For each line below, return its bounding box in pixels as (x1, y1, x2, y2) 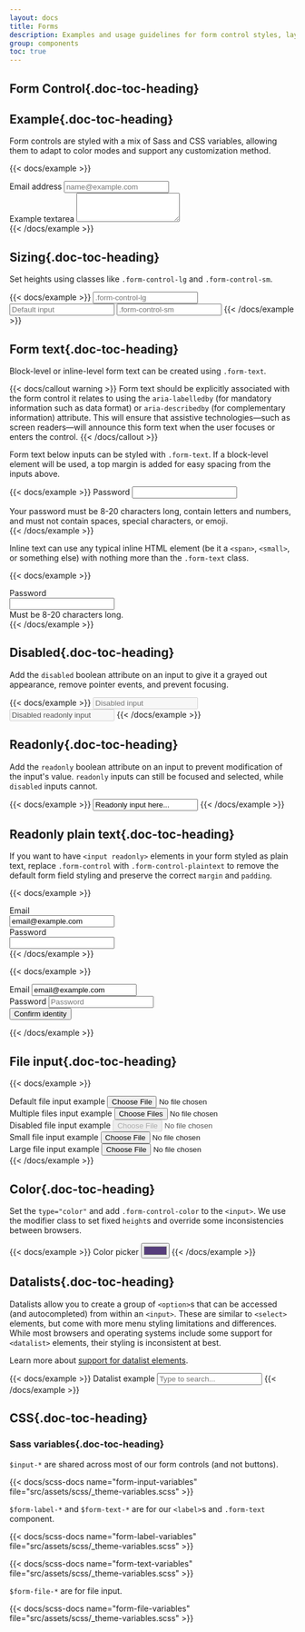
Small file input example (9, 1132, 99, 1143)
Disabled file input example (9, 1120, 112, 1131)
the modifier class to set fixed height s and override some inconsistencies (9, 1215, 284, 1227)
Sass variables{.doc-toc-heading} (9, 1438, 165, 1450)
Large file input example (9, 1144, 100, 1155)
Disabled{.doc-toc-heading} (9, 645, 175, 661)
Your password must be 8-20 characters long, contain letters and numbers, (9, 505, 291, 516)
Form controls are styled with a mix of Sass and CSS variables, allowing (9, 135, 278, 146)
